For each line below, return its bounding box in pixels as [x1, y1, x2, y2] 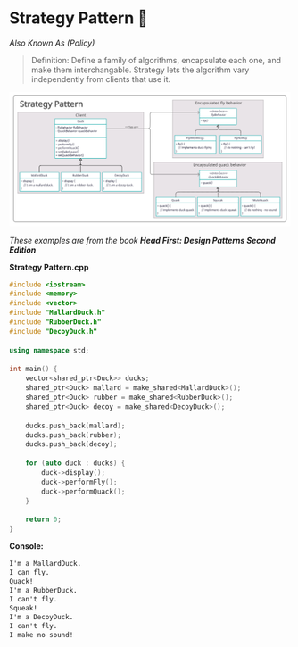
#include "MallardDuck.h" [9, 308, 105, 318]
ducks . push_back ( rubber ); [25, 430, 122, 440]
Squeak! [9, 604, 38, 613]
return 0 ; [25, 515, 62, 525]
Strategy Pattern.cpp [9, 261, 89, 272]
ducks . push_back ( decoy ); [25, 440, 118, 449]
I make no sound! [9, 631, 74, 640]
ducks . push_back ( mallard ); [25, 421, 126, 430]
